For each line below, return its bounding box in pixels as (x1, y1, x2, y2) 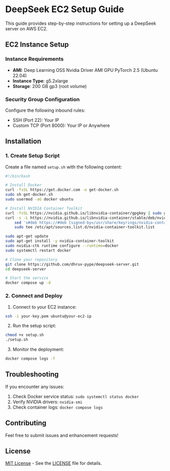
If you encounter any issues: (5, 383, 65, 390)
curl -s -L (5, 215, 28, 221)
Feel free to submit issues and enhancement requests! (5, 432, 119, 438)
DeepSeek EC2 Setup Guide (5, 4, 124, 15)
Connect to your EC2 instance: (12, 304, 77, 310)
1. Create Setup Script (5, 152, 60, 159)
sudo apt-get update (5, 234, 49, 239)
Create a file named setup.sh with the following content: (5, 163, 122, 170)
